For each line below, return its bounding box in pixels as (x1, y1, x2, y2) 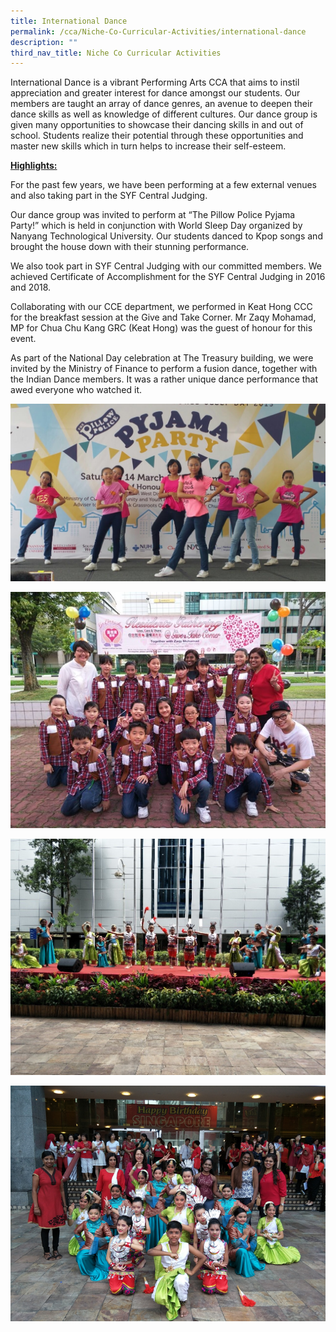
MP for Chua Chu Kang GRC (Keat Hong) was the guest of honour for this (10, 322, 313, 334)
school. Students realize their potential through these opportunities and (10, 130, 304, 142)
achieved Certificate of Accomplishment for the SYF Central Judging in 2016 (10, 271, 326, 283)
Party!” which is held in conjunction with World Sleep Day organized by (10, 220, 303, 232)
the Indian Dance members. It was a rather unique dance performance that (10, 373, 319, 385)
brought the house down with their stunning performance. (10, 241, 250, 253)
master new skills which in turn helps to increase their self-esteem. (10, 140, 287, 152)
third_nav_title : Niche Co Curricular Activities (10, 48, 222, 58)
